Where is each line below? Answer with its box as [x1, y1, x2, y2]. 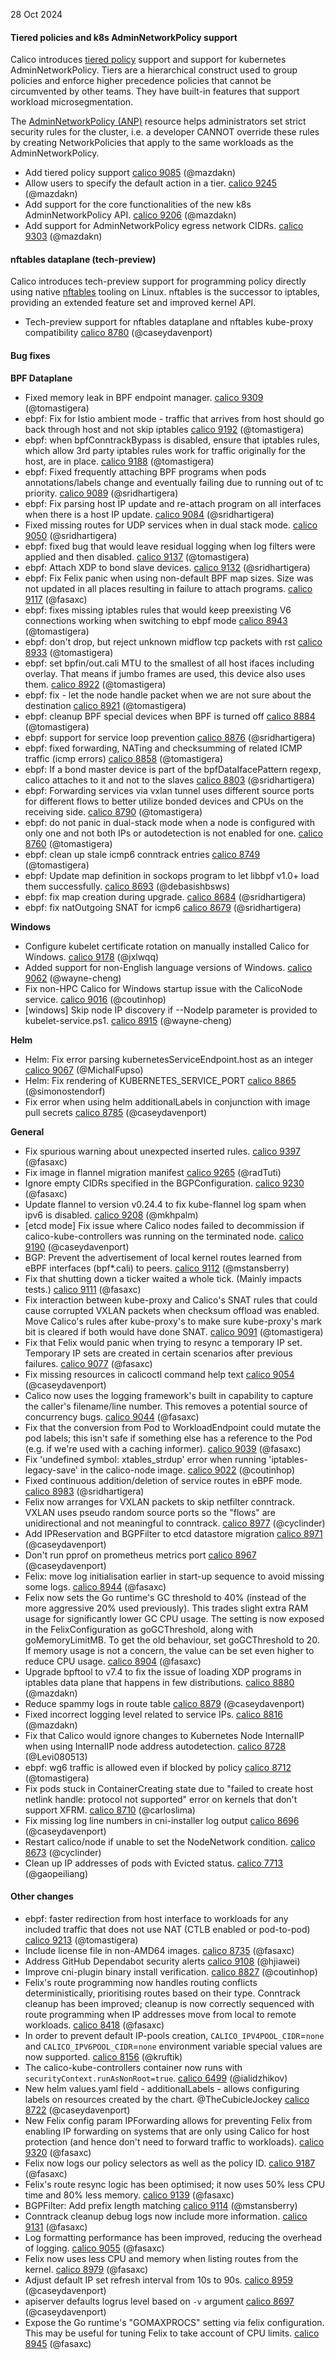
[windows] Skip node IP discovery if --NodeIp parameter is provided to [24, 1004, 318, 1016]
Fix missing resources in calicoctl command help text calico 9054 [24, 1368, 295, 1380]
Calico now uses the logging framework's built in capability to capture [24, 1389, 314, 1401]
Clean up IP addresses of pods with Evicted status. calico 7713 [24, 1857, 284, 1869]
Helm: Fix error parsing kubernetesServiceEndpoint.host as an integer [24, 1053, 314, 1065]
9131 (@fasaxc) [24, 2220, 88, 2233]
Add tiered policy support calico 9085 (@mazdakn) [24, 167, 237, 179]
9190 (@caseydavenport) [24, 1240, 130, 1253]
